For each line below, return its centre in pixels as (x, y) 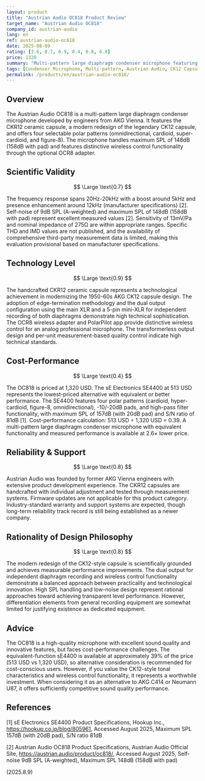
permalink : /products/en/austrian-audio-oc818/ (68, 75)
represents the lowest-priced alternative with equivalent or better (88, 394)
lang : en (17, 35)
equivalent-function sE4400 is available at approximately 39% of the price (100, 656)
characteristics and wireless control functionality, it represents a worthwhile (102, 675)
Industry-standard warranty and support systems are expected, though (96, 505)
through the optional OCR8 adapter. (51, 153)
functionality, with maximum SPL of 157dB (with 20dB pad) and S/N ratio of (100, 414)
